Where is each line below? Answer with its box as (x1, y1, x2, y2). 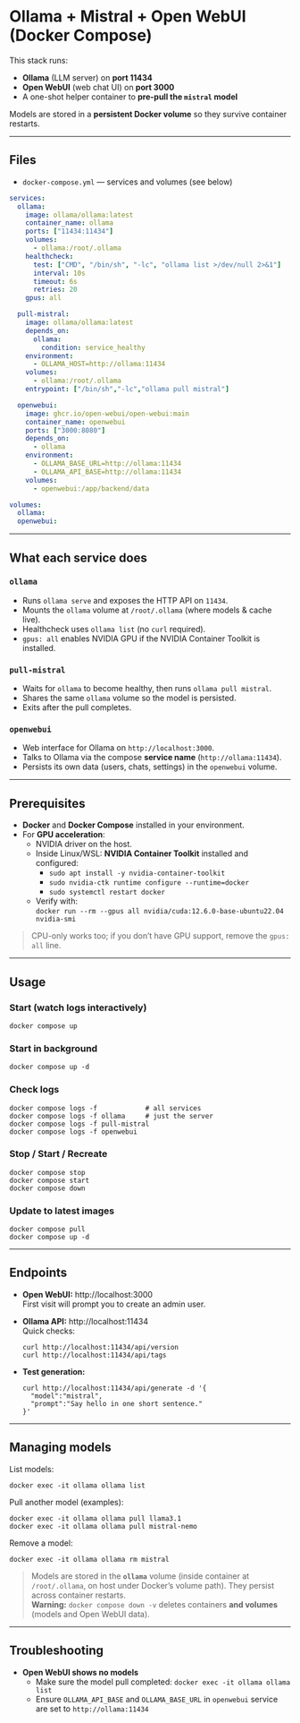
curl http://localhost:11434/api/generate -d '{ (21, 1384, 207, 1393)
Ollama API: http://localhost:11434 (21, 1316, 149, 1326)
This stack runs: (9, 55, 69, 65)
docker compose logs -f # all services (9, 1103, 202, 1112)
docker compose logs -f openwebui (9, 1127, 138, 1136)
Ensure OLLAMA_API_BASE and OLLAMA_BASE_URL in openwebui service (35, 1693, 279, 1704)
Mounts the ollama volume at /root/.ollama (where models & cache (21, 604, 272, 615)
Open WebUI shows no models (21, 1667, 139, 1677)
